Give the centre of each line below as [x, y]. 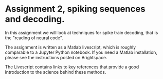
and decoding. [35, 19]
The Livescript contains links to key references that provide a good [72, 67]
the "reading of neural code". [34, 38]
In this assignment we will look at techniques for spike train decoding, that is [81, 32]
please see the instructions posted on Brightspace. [56, 57]
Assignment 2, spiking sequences [75, 9]
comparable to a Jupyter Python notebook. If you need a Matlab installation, [81, 52]
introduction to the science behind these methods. [55, 72]
